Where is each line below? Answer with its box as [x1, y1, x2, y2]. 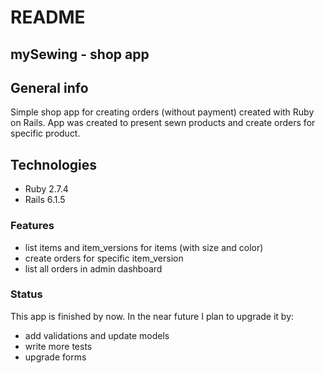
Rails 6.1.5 [24, 194, 66, 206]
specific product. [10, 127, 81, 140]
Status [10, 287, 43, 301]
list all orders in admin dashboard [24, 262, 163, 275]
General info [10, 79, 89, 96]
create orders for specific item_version [24, 252, 184, 264]
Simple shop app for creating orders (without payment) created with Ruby [10, 106, 315, 118]
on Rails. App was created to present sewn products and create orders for [10, 117, 316, 129]
